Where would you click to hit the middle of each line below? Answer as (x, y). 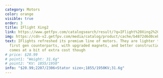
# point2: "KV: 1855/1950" (32, 63)
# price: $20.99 (21, 55)
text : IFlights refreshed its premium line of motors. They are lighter (80, 41)
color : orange (19, 14)
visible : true (19, 18)
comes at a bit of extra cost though (48, 50)
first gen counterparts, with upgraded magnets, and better (71, 46)
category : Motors (23, 9)
